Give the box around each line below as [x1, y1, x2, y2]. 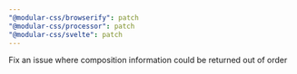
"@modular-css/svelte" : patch [8, 30, 124, 39]
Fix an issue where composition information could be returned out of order [8, 55, 288, 66]
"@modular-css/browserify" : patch [8, 13, 140, 23]
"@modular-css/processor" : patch [8, 22, 135, 31]
